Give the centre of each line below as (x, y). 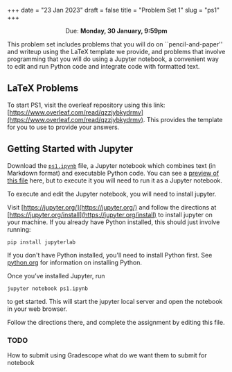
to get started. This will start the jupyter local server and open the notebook (115, 301)
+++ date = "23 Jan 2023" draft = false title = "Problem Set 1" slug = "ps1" (114, 10)
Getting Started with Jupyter (70, 149)
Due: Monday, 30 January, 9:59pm (116, 31)
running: (19, 229)
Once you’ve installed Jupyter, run (56, 276)
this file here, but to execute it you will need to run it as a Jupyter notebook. (115, 180)
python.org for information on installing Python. (74, 262)
